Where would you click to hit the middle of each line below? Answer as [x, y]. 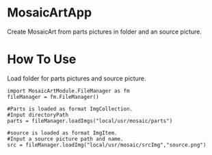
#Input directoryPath [38, 115]
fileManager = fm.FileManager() [53, 97]
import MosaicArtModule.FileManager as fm [68, 91]
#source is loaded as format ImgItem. [62, 133]
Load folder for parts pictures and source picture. [77, 78]
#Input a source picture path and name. [66, 139]
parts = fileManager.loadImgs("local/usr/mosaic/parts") [90, 121]
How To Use [42, 59]
